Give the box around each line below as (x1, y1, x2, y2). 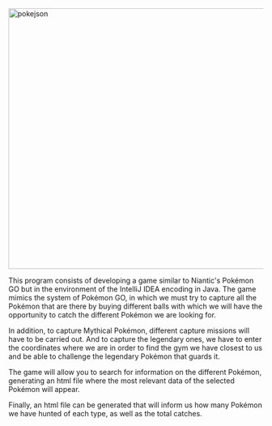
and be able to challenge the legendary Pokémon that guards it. (8, 351, 220, 361)
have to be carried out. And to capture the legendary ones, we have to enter (8, 334, 262, 343)
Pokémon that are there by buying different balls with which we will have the (8, 301, 263, 311)
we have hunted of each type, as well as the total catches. (8, 409, 202, 418)
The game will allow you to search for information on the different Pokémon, (8, 368, 261, 377)
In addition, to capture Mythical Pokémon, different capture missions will (8, 326, 249, 335)
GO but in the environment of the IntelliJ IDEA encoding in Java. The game (8, 284, 257, 294)
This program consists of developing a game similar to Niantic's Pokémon (8, 275, 254, 285)
